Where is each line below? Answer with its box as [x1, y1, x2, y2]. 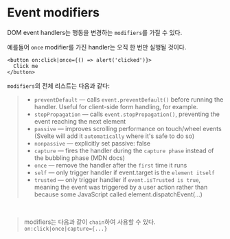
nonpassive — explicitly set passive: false [34, 139, 151, 147]
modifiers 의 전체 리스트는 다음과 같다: [7, 81, 110, 90]
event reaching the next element [34, 117, 126, 125]
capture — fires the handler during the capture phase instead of [34, 146, 214, 155]
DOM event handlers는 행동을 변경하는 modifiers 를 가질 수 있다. [7, 28, 183, 36]
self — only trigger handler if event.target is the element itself [34, 168, 215, 177]
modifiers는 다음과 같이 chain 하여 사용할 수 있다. [23, 218, 156, 226]
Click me [13, 62, 38, 69]
